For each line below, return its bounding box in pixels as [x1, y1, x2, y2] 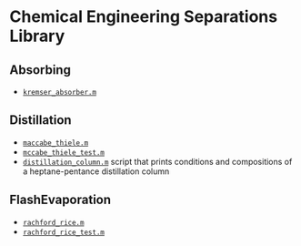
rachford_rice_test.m [22, 228, 105, 237]
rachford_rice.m [22, 218, 85, 227]
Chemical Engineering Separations [9, 6, 278, 27]
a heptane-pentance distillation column [22, 166, 170, 177]
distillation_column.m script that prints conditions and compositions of [22, 156, 293, 167]
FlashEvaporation [9, 192, 112, 208]
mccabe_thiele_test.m [22, 148, 105, 157]
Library [9, 26, 65, 46]
